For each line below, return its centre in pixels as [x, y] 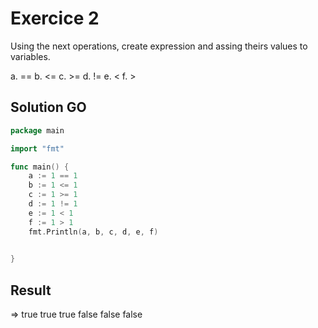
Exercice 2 [55, 18]
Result [31, 290]
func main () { [40, 167]
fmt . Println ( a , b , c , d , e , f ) [93, 232]
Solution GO [48, 107]
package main [37, 130]
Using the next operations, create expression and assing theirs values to [159, 46]
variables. [30, 56]
